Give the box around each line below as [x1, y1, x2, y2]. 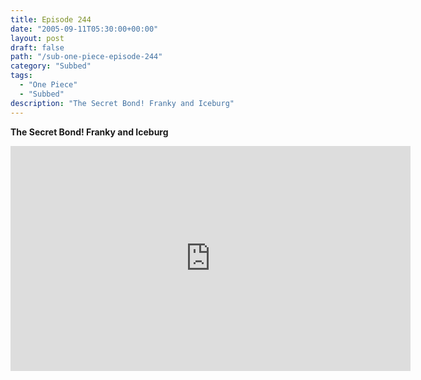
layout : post [10, 33, 65, 43]
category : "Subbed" [10, 61, 92, 71]
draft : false [10, 42, 65, 53]
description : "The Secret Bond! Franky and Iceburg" [10, 98, 235, 108]
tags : [10, 71, 33, 81]
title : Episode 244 [10, 14, 92, 25]
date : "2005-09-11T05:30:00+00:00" [10, 24, 159, 34]
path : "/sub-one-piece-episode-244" [10, 52, 163, 62]
